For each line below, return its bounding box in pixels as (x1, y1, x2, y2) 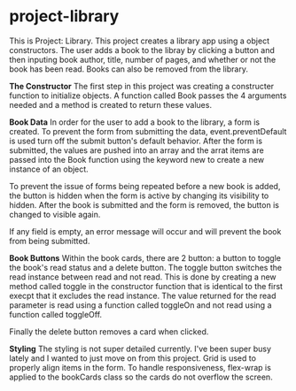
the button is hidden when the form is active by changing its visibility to (9, 190, 269, 201)
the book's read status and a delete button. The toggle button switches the (9, 262, 282, 272)
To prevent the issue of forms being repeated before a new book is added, (9, 180, 281, 191)
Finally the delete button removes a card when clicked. (9, 326, 209, 337)
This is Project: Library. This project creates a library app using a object (9, 35, 270, 46)
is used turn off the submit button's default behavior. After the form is (9, 135, 263, 146)
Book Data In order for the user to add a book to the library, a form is (9, 117, 260, 127)
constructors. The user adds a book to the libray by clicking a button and (9, 44, 275, 55)
